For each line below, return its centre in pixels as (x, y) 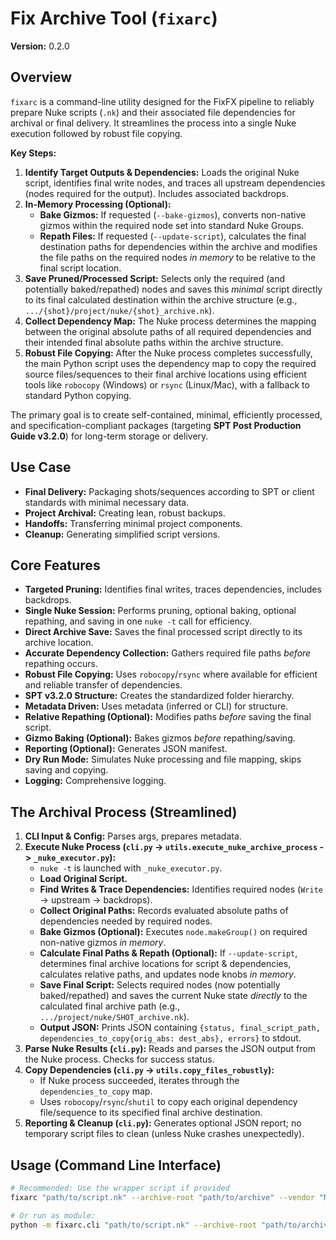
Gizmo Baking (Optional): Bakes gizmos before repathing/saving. (160, 738)
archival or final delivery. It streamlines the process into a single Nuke (153, 123)
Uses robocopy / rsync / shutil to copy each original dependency (168, 1102)
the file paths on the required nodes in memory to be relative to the (178, 257)
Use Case (41, 467)
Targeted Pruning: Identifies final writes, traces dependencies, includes (173, 589)
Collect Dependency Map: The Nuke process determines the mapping (170, 321)
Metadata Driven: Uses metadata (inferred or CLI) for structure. (156, 706)
